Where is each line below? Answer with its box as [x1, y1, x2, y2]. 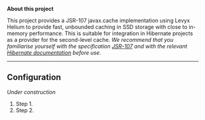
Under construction [7, 88, 56, 96]
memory [7, 30, 28, 37]
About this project [7, 5, 54, 12]
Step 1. [15, 100, 33, 107]
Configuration [7, 72, 61, 82]
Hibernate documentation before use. [7, 49, 102, 56]
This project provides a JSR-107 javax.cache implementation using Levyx [7, 17, 190, 24]
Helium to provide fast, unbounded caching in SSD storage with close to [7, 24, 188, 30]
